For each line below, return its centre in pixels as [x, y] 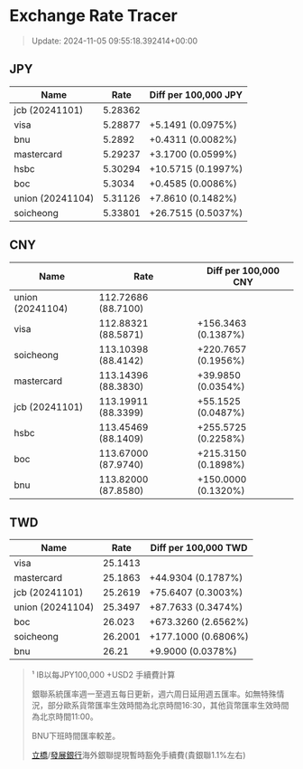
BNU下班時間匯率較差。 [75, 736]
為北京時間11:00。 [64, 717]
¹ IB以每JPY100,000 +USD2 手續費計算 [103, 675]
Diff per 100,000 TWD [199, 548]
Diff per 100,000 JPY [196, 94]
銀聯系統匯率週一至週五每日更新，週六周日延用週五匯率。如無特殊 [154, 694]
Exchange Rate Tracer [94, 16]
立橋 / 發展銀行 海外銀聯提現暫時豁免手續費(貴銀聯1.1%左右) [138, 755]
